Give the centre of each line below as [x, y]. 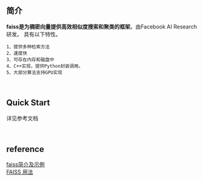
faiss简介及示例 [25, 165]
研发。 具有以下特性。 [34, 34]
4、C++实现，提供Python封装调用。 [45, 66]
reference [25, 149]
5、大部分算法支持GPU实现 [34, 72]
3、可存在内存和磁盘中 [30, 59]
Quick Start [28, 103]
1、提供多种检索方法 [28, 47]
